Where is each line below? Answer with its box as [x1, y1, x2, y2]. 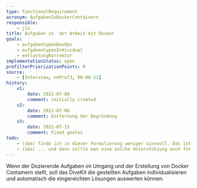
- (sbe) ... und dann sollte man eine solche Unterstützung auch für [17, 146, 192, 152]
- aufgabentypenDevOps [17, 42, 73, 48]
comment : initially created [27, 96, 96, 102]
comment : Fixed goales [27, 129, 83, 136]
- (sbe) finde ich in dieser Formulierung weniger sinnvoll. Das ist [17, 140, 192, 147]
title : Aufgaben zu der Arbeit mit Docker [6, 31, 115, 37]
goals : [6, 36, 22, 42]
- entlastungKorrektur [17, 53, 73, 59]
